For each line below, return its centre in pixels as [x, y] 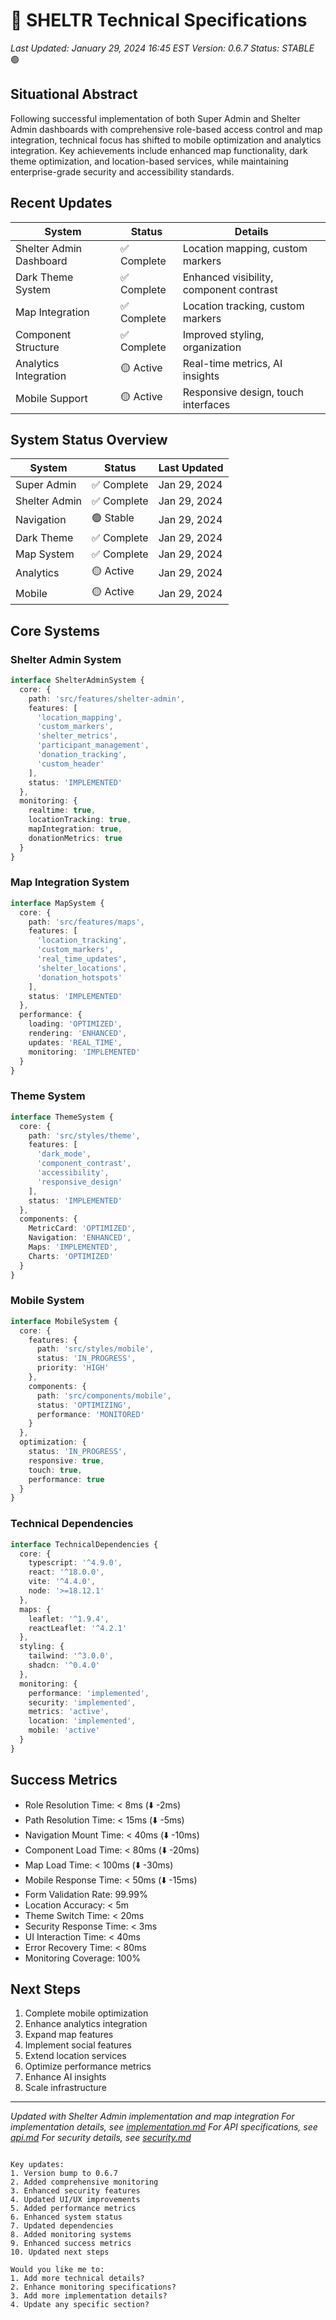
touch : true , [55, 1470]
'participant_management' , [93, 745]
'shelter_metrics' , [77, 736]
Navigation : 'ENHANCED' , [80, 1238]
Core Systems [55, 630]
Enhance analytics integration [86, 2024]
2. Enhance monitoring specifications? [93, 2287]
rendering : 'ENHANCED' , [78, 1034]
